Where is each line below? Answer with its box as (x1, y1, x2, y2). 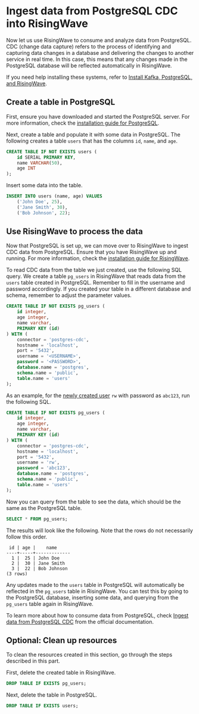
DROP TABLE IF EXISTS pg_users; (6, 681, 86, 687)
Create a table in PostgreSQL (6, 97, 116, 107)
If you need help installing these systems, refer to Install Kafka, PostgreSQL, (6, 73, 192, 81)
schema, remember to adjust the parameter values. (6, 292, 132, 299)
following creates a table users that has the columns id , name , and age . (6, 137, 178, 144)
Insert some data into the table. (6, 182, 83, 189)
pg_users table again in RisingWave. (6, 600, 94, 607)
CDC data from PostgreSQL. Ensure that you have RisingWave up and (6, 249, 177, 256)
